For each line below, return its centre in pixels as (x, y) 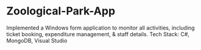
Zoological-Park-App (61, 11)
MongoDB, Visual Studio (37, 40)
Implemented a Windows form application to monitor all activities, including (100, 28)
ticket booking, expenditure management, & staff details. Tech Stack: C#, (98, 34)
